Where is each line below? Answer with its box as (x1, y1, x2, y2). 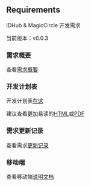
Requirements (6, 5, 60, 15)
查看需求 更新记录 (6, 141, 49, 149)
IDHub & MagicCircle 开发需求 (6, 21, 81, 29)
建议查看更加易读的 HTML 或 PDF (6, 110, 85, 117)
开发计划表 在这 (6, 97, 43, 104)
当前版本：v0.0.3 (6, 34, 48, 42)
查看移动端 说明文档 (6, 173, 54, 180)
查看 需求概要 (6, 66, 38, 73)
